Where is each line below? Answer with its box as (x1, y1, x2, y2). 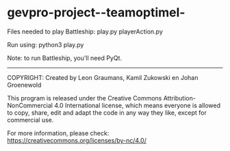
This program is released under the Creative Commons (7, 94, 162, 102)
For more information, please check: (7, 128, 110, 137)
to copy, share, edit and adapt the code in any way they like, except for (7, 108, 207, 117)
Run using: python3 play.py (7, 40, 84, 49)
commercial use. (7, 115, 54, 124)
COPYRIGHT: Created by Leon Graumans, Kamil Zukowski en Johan (7, 73, 199, 81)
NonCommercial (7, 101, 53, 109)
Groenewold (7, 81, 42, 89)
